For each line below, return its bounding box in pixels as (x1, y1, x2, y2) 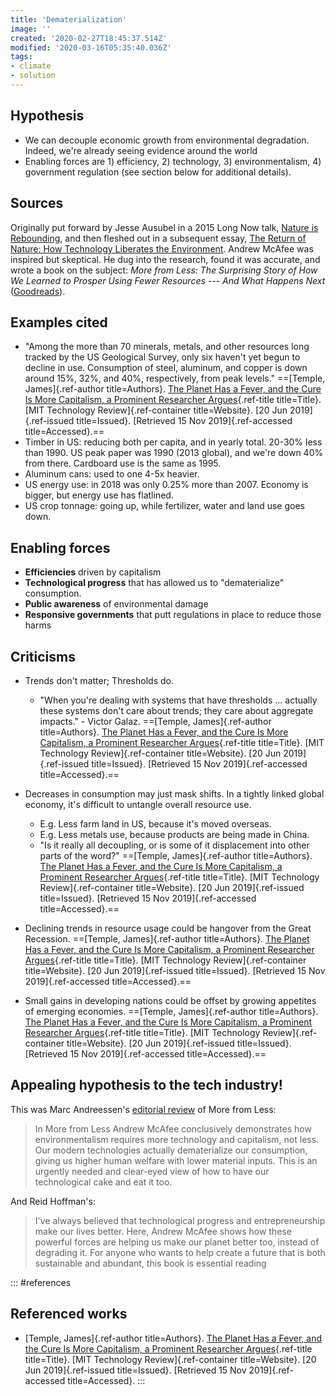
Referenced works (10, 1306, 128, 1323)
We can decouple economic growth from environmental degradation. (24, 134, 310, 146)
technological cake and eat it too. (34, 1176, 173, 1188)
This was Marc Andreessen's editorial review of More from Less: (10, 1103, 277, 1115)
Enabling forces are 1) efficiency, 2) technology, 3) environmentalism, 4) (24, 155, 322, 167)
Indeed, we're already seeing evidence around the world (24, 144, 258, 156)
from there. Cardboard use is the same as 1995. (24, 457, 222, 470)
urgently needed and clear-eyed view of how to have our (34, 1165, 270, 1177)
